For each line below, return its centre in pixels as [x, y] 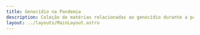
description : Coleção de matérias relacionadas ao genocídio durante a [97, 17]
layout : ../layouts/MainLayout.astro [53, 23]
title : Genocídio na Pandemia [44, 12]
